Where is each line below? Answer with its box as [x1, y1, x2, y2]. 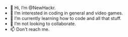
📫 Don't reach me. [10, 26, 50, 32]
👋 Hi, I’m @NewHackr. [10, 5, 56, 10]
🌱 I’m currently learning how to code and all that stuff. [10, 15, 122, 21]
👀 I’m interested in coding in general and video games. [10, 10, 123, 16]
